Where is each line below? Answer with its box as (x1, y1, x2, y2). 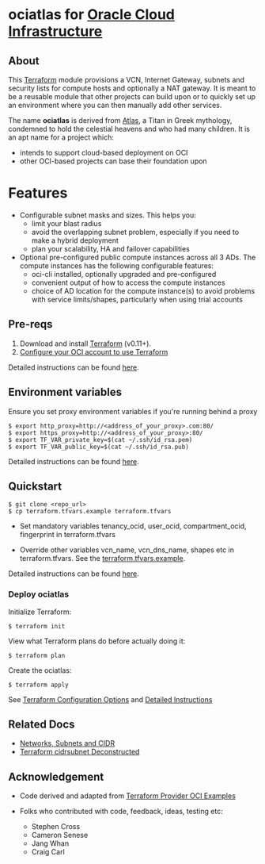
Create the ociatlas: (8, 665, 72, 675)
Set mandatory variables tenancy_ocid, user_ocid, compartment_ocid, (19, 521, 247, 531)
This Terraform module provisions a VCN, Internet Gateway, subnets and (8, 75, 245, 84)
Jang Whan (31, 839, 70, 848)
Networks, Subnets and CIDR (19, 739, 115, 748)
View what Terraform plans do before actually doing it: (8, 636, 186, 646)
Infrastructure (8, 22, 103, 40)
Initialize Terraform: (8, 607, 72, 616)
